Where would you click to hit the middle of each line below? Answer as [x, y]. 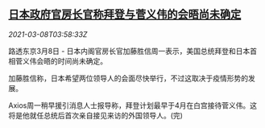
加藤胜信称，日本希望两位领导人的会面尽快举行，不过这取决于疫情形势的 [128, 78]
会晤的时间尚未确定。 [71, 61]
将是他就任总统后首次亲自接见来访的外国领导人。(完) [96, 115]
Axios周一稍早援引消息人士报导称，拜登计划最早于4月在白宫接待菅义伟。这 [133, 105]
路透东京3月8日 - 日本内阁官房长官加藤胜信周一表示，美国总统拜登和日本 [129, 51]
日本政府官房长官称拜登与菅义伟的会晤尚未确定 [125, 14]
